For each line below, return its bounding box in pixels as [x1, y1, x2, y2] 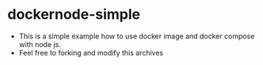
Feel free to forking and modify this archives [18, 48, 164, 57]
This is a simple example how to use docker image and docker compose [18, 31, 255, 41]
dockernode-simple [7, 5, 140, 23]
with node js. [18, 39, 61, 49]
